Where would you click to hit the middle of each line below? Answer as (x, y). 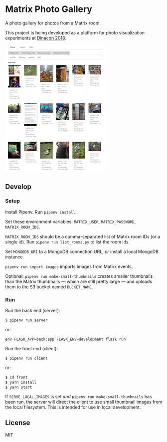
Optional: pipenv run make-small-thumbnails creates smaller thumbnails (79, 276)
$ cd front (16, 377)
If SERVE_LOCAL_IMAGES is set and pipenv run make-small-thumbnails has (79, 396)
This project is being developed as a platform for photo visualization (75, 32)
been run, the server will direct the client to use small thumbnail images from (84, 402)
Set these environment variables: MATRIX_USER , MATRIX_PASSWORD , (71, 221)
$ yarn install (21, 382)
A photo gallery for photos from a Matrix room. (53, 23)
